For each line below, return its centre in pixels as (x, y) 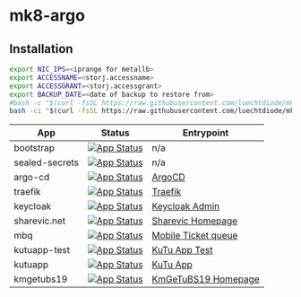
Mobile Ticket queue (195, 236)
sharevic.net (39, 221)
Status (115, 133)
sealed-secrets (46, 162)
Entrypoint (206, 133)
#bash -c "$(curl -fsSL (54, 103)
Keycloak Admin (186, 206)
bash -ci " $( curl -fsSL (54, 111)
